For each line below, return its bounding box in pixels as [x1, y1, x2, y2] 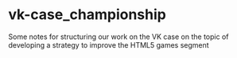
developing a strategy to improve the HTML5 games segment [8, 40, 209, 49]
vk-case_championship [8, 6, 167, 24]
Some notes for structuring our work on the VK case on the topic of [8, 32, 229, 41]
